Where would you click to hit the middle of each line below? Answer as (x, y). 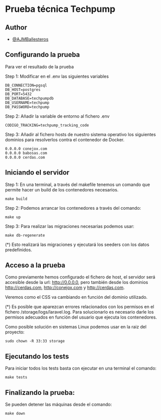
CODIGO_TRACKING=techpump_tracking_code (47, 125)
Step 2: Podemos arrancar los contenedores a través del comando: (73, 208)
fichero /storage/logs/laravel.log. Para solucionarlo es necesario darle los (80, 312)
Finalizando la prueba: (40, 393)
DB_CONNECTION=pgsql (26, 85)
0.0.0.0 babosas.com (26, 153)
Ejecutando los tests (37, 356)
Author (16, 27)
